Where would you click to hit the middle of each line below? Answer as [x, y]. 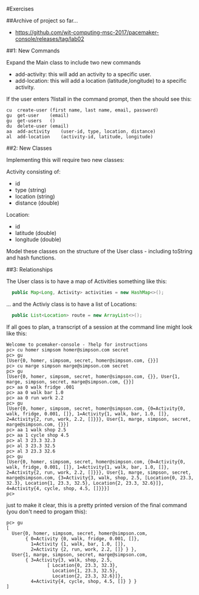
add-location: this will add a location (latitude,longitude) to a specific [101, 81]
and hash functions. [31, 258]
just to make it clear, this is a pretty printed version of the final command [97, 505]
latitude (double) [35, 233]
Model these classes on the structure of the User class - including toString [99, 251]
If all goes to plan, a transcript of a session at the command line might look [99, 327]
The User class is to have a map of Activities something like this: [87, 281]
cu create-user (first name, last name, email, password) [83, 110]
